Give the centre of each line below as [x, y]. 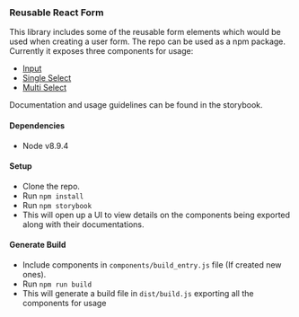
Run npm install [53, 196]
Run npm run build [57, 284]
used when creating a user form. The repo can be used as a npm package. [147, 41]
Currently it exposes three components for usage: [101, 51]
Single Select [47, 78]
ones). [34, 274]
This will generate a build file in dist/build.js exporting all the [138, 293]
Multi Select [44, 88]
